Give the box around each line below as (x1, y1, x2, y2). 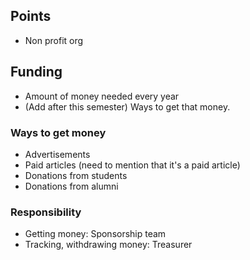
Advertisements (24, 148, 91, 160)
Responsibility (10, 205, 82, 219)
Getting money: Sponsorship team (24, 228, 167, 240)
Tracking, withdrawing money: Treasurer (24, 239, 193, 251)
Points (10, 8, 52, 25)
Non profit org (24, 34, 84, 46)
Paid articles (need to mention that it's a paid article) (24, 159, 241, 171)
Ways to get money (10, 125, 107, 139)
